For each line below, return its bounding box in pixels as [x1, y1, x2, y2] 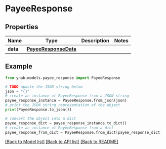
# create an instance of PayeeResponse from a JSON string [5, 93, 129, 99]
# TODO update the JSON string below [5, 84, 83, 89]
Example [5, 62, 33, 71]
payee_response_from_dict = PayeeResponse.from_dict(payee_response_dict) [5, 130, 163, 135]
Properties [5, 23, 39, 31]
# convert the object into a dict [5, 116, 77, 121]
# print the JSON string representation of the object [5, 103, 121, 108]
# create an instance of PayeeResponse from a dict [5, 125, 114, 130]
